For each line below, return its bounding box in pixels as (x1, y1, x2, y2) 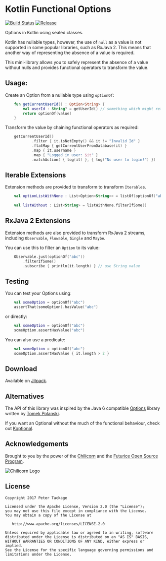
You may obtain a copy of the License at (5, 512, 92, 518)
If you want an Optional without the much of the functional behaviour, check (5, 420, 160, 426)
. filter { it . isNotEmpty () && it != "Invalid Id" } (31, 139, 140, 144)
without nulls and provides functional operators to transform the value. (5, 64, 149, 70)
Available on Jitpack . (5, 378, 47, 384)
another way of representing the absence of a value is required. (5, 50, 135, 56)
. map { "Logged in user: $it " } (31, 152, 98, 157)
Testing (5, 277, 29, 286)
